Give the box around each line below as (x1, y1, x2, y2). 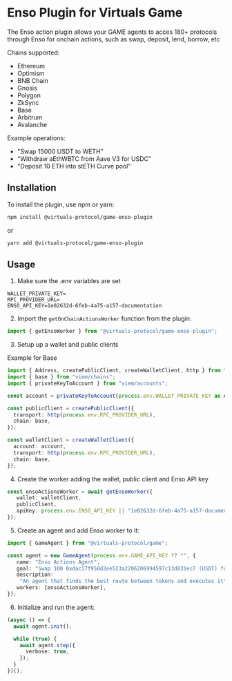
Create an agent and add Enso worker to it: (17, 526, 139, 535)
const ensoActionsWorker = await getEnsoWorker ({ (7, 488, 153, 495)
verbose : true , (25, 648, 70, 655)
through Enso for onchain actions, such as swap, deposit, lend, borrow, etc (7, 35, 220, 43)
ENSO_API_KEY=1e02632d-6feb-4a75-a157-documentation (7, 303, 162, 309)
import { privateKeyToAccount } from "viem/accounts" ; (7, 380, 168, 387)
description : (16, 571, 54, 578)
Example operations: (7, 133, 66, 142)
